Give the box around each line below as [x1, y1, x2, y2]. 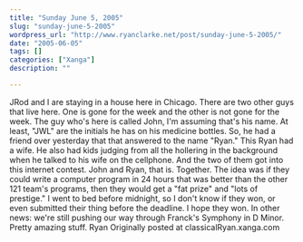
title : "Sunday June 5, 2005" [9, 13, 124, 23]
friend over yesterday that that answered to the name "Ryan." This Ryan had [9, 135, 294, 146]
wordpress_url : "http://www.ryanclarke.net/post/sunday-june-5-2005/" [9, 30, 282, 39]
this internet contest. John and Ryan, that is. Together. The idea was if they [9, 164, 290, 175]
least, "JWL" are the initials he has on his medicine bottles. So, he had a [9, 125, 277, 136]
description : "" [9, 64, 71, 73]
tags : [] [9, 47, 43, 56]
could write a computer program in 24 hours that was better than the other [9, 173, 288, 184]
